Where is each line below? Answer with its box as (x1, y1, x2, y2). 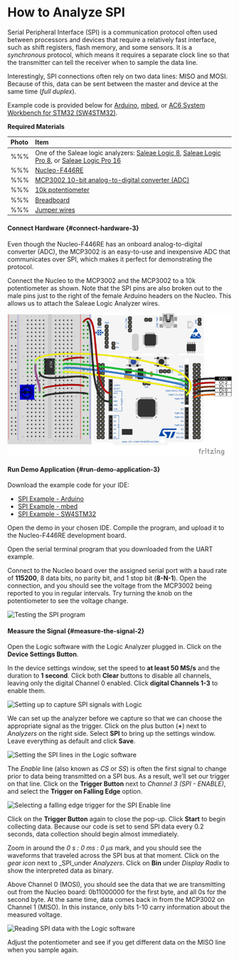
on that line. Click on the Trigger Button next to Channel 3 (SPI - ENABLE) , (7, 779, 226, 788)
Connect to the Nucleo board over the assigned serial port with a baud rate (7, 566, 228, 575)
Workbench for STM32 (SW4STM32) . (7, 108, 118, 117)
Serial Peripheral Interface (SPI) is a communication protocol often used (7, 28, 218, 36)
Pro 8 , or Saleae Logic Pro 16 (35, 156, 122, 165)
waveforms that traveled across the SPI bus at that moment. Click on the (7, 851, 220, 860)
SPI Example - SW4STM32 (17, 510, 97, 519)
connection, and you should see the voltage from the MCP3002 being (7, 581, 212, 590)
